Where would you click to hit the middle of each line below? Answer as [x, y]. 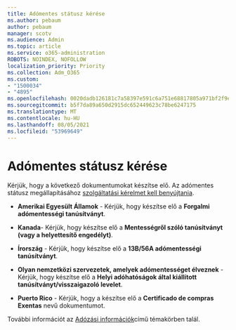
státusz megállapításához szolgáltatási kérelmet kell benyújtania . [101, 193]
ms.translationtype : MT [42, 112]
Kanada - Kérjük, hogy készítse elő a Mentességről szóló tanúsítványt [120, 227]
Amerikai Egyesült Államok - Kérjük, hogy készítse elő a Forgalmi [113, 206]
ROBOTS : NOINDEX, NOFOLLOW [47, 60]
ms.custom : [23, 79]
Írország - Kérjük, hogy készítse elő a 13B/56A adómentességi [109, 249]
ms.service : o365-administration [56, 53]
